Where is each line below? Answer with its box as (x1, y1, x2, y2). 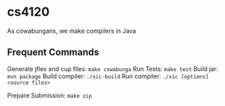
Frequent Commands (7, 47, 99, 58)
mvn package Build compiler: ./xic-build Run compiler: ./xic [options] (7, 72, 209, 80)
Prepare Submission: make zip (7, 91, 93, 99)
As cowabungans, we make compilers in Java (7, 27, 137, 35)
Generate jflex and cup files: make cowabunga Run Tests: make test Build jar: (7, 64, 218, 72)
